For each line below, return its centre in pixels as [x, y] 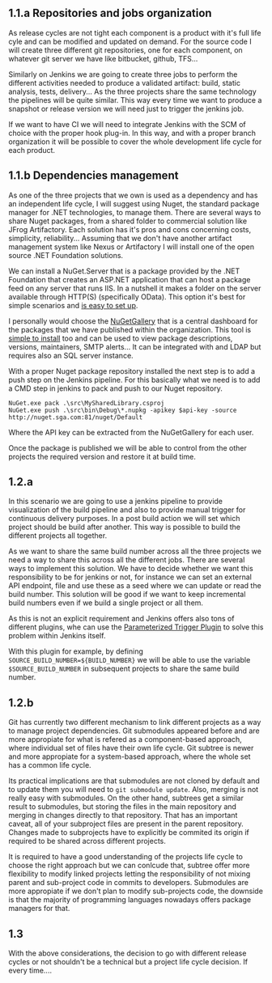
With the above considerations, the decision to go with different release [127, 953]
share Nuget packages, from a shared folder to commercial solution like [128, 221]
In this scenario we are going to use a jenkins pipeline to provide [116, 502]
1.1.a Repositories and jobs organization [110, 13]
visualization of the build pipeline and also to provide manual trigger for [127, 510]
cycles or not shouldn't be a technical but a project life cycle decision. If [128, 962]
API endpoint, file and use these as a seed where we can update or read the [135, 586]
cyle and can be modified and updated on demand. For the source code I [130, 41]
